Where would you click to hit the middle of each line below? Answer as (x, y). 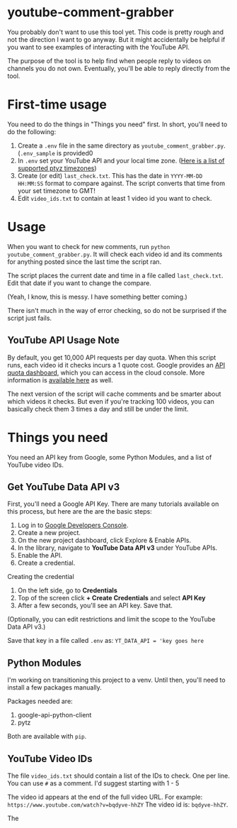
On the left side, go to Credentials (68, 590)
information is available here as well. (60, 380)
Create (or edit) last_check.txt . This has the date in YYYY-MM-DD (110, 175)
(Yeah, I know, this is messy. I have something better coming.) (97, 297)
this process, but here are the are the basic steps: (80, 512)
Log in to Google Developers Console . (73, 525)
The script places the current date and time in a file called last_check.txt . (115, 275)
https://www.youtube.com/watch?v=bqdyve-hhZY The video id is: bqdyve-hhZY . (118, 805)
